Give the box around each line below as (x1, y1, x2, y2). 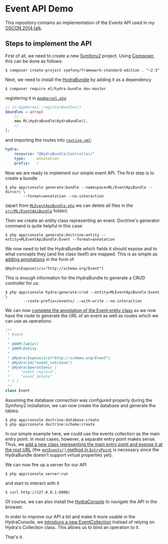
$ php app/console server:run (5, 471, 68, 476)
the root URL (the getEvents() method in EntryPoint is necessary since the (5, 446, 159, 452)
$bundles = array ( (5, 109, 43, 114)
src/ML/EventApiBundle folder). (5, 207, 68, 213)
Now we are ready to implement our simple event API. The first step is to (5, 170, 154, 176)
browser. (5, 504, 23, 510)
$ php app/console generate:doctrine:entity (5, 232, 99, 237)
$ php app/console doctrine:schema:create (5, 422, 95, 427)
